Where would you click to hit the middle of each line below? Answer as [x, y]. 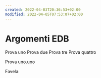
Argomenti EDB [37, 39]
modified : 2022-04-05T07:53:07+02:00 [44, 14]
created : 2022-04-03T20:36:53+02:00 [43, 10]
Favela [12, 72]
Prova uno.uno [20, 62]
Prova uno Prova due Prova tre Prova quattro [51, 52]
